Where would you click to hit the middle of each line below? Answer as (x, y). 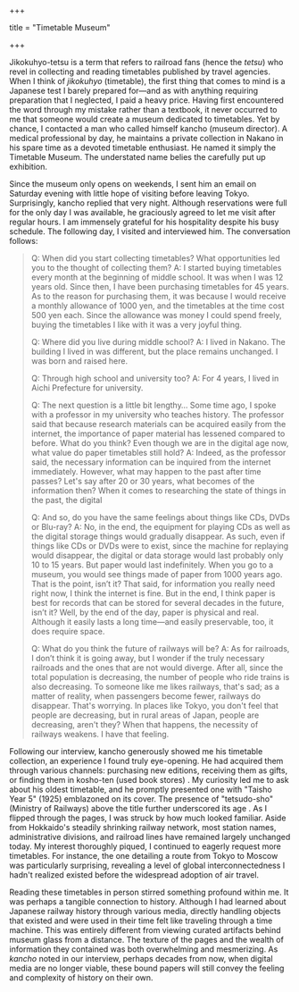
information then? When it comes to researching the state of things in (158, 491)
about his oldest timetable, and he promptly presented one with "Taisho (141, 789)
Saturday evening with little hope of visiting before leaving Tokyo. (129, 193)
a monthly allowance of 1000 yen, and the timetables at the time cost (158, 306)
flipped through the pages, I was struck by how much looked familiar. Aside (148, 818)
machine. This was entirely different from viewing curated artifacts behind (145, 930)
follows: (24, 241)
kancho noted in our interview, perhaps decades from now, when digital (141, 958)
